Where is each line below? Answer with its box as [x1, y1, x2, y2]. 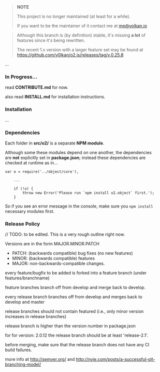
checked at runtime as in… [5, 160, 58, 165]
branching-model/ [5, 361, 41, 368]
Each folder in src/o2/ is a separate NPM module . [5, 140, 104, 146]
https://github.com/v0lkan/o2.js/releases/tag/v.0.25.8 [16, 52, 124, 58]
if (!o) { [14, 186, 34, 191]
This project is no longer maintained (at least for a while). [16, 14, 131, 19]
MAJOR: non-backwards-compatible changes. [12, 260, 105, 266]
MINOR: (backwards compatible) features [12, 256, 95, 261]
